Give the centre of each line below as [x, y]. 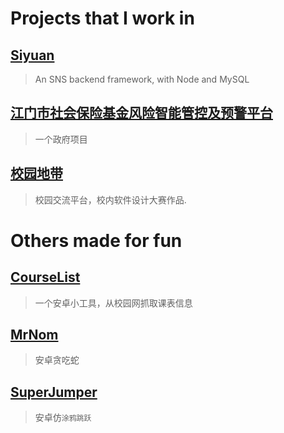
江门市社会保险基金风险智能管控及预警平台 [141, 113]
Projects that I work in [102, 18]
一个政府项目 [61, 139]
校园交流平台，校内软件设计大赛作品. [110, 199]
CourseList [45, 277]
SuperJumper [54, 392]
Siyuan [32, 55]
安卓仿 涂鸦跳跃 [63, 418]
